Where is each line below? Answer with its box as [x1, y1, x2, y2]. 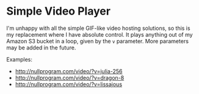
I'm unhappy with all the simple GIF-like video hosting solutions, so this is [6, 24, 190, 32]
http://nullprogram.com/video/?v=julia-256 [15, 67, 123, 74]
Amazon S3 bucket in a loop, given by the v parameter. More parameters [6, 37, 189, 45]
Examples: [6, 56, 32, 63]
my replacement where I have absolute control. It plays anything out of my [6, 31, 194, 38]
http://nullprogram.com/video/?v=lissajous [15, 81, 123, 88]
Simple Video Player [6, 4, 111, 18]
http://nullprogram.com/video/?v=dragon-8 [15, 74, 125, 81]
